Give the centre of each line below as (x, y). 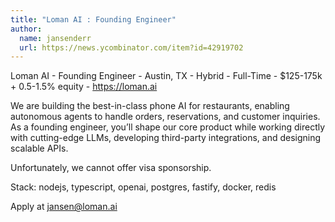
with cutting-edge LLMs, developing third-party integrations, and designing (166, 138)
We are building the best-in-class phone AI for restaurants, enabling (150, 106)
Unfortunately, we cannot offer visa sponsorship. (111, 168)
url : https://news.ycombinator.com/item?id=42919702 (131, 47)
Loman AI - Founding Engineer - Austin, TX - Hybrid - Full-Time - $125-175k (166, 76)
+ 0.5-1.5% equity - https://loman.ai (84, 87)
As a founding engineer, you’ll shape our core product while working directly (168, 127)
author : (26, 29)
